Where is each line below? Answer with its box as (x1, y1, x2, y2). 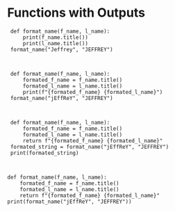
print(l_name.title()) (22, 40, 89, 47)
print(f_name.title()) (22, 33, 89, 41)
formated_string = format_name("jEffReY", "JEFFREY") (10, 143, 169, 150)
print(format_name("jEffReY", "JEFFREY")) (7, 198, 132, 205)
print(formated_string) (10, 149, 79, 156)
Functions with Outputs (7, 5, 146, 21)
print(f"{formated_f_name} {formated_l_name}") (22, 88, 163, 95)
